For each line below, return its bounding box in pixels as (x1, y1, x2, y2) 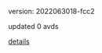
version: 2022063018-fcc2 (8, 7, 95, 16)
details (8, 37, 30, 46)
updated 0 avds (8, 22, 59, 30)
